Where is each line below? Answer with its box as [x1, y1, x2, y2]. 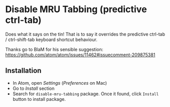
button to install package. [12, 96, 66, 102]
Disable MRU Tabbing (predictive [5, 4, 147, 15]
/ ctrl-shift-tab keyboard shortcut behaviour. [5, 37, 97, 43]
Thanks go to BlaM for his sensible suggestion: [5, 46, 104, 52]
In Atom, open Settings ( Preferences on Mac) [12, 80, 108, 86]
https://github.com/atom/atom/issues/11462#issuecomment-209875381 [5, 52, 156, 58]
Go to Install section [12, 85, 55, 91]
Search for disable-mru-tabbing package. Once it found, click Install [12, 90, 159, 97]
